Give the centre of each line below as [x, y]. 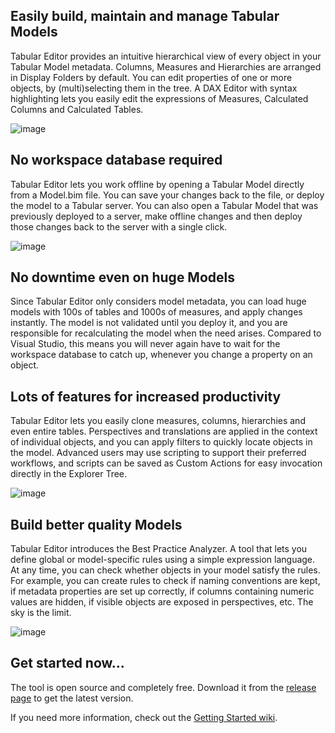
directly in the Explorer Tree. [69, 474]
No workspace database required [116, 160]
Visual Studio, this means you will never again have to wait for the [145, 344]
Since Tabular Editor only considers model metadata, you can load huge [158, 301]
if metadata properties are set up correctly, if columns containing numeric [162, 591]
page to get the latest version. [72, 698]
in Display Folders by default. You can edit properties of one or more [151, 77]
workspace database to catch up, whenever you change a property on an [161, 355]
